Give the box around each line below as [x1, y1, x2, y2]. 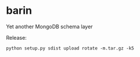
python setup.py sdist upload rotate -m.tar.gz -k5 [6, 45, 134, 51]
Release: [6, 34, 27, 41]
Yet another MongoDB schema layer [6, 23, 93, 30]
